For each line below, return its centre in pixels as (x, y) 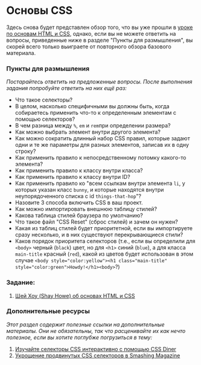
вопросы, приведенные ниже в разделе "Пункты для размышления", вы (100, 40)
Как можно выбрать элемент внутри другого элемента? (88, 132)
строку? (25, 151)
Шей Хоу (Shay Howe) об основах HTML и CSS (75, 296)
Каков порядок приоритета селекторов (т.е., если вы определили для (105, 241)
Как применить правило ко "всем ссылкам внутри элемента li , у (100, 183)
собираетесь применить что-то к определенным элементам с (96, 113)
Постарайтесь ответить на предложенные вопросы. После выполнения (99, 82)
